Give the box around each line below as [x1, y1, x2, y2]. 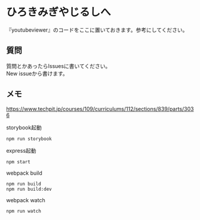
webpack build [6, 169, 43, 176]
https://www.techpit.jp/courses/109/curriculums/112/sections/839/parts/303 [6, 105, 194, 112]
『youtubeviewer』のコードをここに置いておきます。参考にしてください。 [6, 26, 188, 33]
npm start [6, 159, 31, 165]
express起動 [6, 147, 37, 154]
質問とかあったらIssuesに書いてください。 [6, 62, 111, 69]
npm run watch [6, 208, 42, 214]
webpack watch [6, 196, 46, 203]
